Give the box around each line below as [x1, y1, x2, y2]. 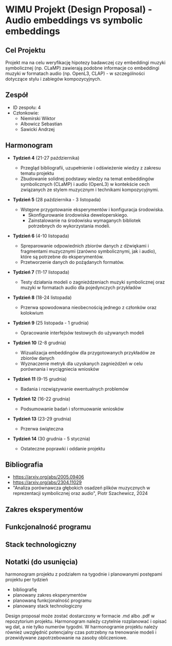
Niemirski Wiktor [20, 115, 55, 121]
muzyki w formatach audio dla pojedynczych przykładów [20, 284, 142, 291]
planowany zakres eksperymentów [12, 592, 87, 598]
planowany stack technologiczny [12, 603, 83, 609]
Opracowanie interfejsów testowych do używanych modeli [20, 330, 145, 336]
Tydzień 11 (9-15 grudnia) [12, 376, 67, 382]
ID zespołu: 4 [12, 104, 41, 110]
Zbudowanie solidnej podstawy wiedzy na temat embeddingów [20, 176, 155, 182]
